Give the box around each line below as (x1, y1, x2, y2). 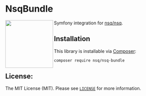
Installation (54, 35, 91, 43)
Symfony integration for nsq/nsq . (54, 20, 123, 26)
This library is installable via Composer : (54, 48, 136, 54)
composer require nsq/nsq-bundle (54, 58, 125, 63)
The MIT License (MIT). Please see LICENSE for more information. (5, 85, 141, 91)
